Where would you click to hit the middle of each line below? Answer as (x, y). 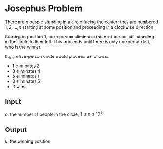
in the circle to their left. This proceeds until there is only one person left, (78, 41)
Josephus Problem (44, 9)
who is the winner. (23, 47)
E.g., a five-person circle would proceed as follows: (57, 56)
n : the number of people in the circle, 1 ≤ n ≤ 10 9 (54, 114)
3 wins (19, 86)
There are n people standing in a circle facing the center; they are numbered (81, 22)
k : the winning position (28, 141)
